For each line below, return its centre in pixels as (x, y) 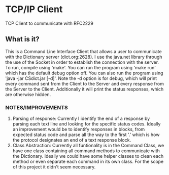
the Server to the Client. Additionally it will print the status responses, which (84, 89)
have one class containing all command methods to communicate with (86, 151)
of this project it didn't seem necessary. (54, 167)
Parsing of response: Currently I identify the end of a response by (81, 119)
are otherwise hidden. (28, 94)
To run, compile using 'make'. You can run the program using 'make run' (81, 67)
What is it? (22, 39)
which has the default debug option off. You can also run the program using (84, 73)
